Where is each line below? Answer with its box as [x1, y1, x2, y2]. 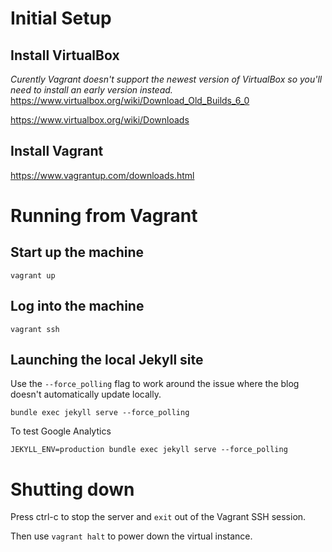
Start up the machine [10, 244, 145, 261]
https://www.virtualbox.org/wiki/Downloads [10, 114, 190, 126]
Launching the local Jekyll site [10, 352, 204, 369]
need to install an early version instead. [10, 84, 173, 96]
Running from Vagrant [10, 205, 198, 227]
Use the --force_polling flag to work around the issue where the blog [10, 378, 300, 390]
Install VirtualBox [10, 47, 120, 64]
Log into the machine [10, 298, 145, 315]
